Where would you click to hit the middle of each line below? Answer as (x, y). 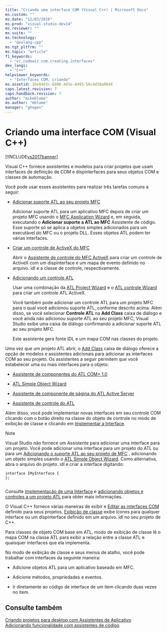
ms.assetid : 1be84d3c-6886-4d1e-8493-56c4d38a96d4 (59, 84)
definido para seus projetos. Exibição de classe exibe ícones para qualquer (82, 511)
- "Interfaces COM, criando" (40, 80)
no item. (21, 592)
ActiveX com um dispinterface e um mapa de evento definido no (79, 263)
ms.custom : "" (20, 15)
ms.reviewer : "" (22, 29)
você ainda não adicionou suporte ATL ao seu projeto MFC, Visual (80, 318)
